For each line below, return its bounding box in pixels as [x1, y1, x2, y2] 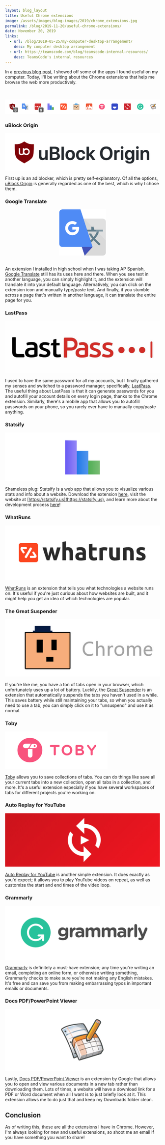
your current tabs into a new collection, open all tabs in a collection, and [5, 779, 151, 785]
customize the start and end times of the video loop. [5, 882, 111, 888]
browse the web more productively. [5, 79, 77, 85]
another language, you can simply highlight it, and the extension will [5, 277, 142, 282]
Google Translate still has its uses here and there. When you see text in [5, 271, 149, 277]
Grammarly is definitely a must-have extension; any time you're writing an [5, 964, 155, 970]
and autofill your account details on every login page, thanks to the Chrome [5, 393, 158, 399]
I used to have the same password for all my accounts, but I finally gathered [5, 377, 159, 383]
